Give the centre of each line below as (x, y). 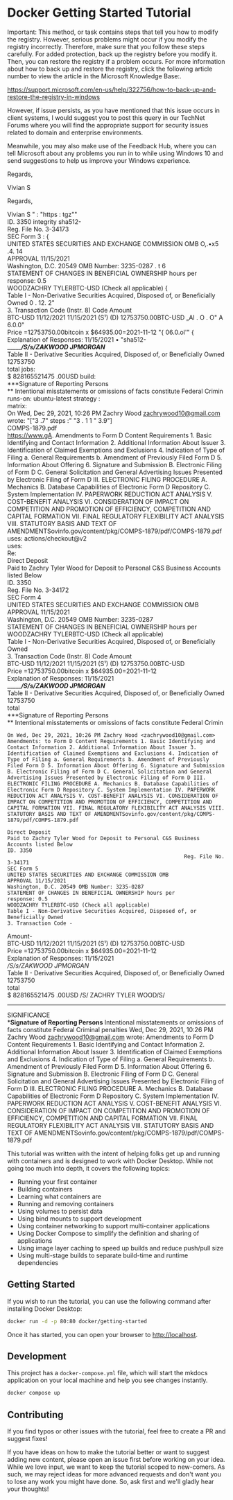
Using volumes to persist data (60, 1211)
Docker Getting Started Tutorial (99, 13)
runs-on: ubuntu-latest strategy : (54, 398)
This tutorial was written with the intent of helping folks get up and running (114, 1153)
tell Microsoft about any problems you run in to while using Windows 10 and (115, 153)
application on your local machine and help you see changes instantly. (107, 1380)
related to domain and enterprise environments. (75, 132)
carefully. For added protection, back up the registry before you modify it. (112, 54)
